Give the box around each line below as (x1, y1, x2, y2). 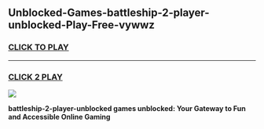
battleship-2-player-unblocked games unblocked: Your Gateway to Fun (8, 103, 246, 113)
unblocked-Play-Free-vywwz (8, 19, 156, 32)
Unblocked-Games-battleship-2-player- (8, 6, 210, 20)
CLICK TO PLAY (8, 42, 69, 53)
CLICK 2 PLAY (8, 71, 63, 82)
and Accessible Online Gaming (8, 112, 111, 121)
